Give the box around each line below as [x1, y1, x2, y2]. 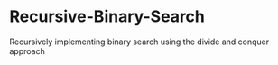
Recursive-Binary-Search [9, 6, 206, 27]
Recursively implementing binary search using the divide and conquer [9, 36, 270, 47]
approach [9, 45, 45, 56]
